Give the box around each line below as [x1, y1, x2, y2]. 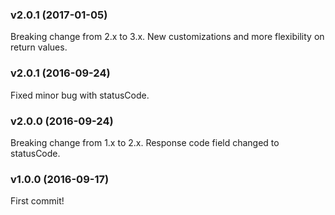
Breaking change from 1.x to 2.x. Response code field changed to [10, 136, 280, 148]
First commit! [10, 195, 65, 207]
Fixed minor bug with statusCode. [10, 89, 150, 101]
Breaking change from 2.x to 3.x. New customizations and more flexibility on [10, 31, 325, 43]
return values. [10, 41, 68, 53]
